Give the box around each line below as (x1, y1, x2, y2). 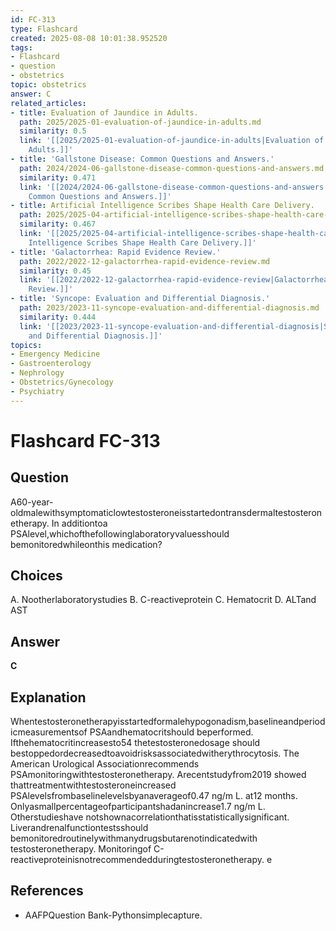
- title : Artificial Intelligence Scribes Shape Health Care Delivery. (10, 201, 315, 211)
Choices (10, 567, 63, 585)
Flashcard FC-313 (10, 429, 161, 452)
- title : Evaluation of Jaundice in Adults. (10, 107, 199, 118)
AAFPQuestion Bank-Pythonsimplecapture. (24, 909, 203, 921)
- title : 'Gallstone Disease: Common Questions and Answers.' (10, 154, 275, 164)
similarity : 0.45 (19, 266, 92, 276)
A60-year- (10, 496, 54, 508)
